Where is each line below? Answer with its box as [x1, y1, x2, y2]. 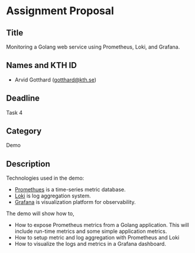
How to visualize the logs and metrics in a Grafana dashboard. [14, 241, 167, 248]
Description [6, 158, 50, 169]
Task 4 [6, 109, 22, 116]
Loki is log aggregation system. [14, 192, 91, 199]
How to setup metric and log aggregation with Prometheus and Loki [14, 234, 180, 241]
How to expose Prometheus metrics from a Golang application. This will [14, 222, 189, 229]
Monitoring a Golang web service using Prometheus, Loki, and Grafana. [6, 43, 180, 50]
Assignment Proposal [6, 4, 114, 18]
